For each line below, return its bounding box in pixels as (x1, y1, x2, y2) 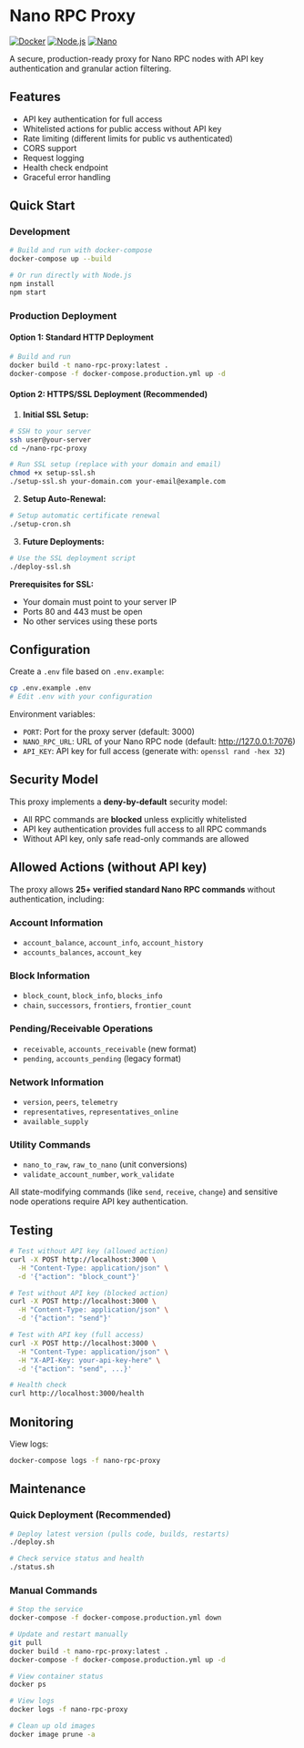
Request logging (22, 152, 85, 163)
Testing (9, 1222, 54, 1238)
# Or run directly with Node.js (9, 271, 132, 281)
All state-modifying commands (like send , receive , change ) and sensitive (9, 1186, 279, 1198)
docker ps (9, 1680, 47, 1690)
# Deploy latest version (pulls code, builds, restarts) (9, 1529, 230, 1538)
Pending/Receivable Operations (9, 1022, 154, 1035)
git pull (9, 1638, 43, 1647)
